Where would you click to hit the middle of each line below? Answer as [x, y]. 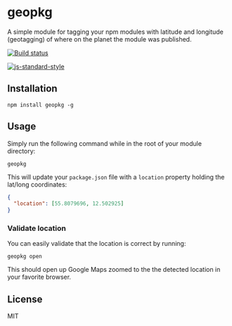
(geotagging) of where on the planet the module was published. [99, 39]
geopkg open [25, 257]
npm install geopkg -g [40, 105]
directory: [21, 151]
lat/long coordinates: [37, 184]
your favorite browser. [39, 277]
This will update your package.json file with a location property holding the [116, 177]
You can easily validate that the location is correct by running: [97, 244]
